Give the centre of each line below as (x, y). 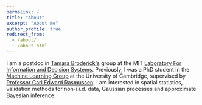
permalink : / (23, 12)
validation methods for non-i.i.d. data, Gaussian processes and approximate (101, 89)
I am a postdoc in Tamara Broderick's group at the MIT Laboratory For (94, 63)
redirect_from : (26, 35)
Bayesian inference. (31, 95)
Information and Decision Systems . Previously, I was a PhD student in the (98, 69)
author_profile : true (34, 29)
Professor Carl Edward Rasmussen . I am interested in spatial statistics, (95, 82)
